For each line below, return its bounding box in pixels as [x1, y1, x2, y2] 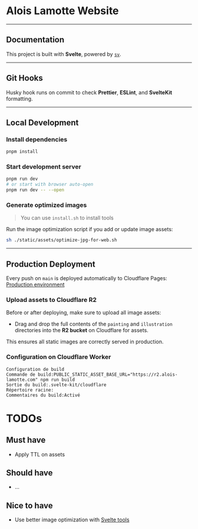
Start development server [6, 163, 81, 171]
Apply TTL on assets [14, 451, 65, 458]
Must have [6, 435, 46, 445]
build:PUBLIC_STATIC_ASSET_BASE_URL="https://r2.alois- [37, 372, 178, 377]
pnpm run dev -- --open [6, 187, 65, 193]
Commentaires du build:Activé [6, 392, 81, 398]
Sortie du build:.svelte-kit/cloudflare [6, 382, 107, 387]
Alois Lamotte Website [6, 4, 119, 18]
